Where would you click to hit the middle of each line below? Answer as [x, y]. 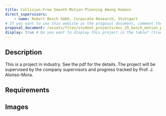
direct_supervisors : [26, 14]
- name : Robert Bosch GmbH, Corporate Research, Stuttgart [76, 19]
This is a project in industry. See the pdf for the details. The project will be [80, 64]
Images [17, 107]
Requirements [27, 90]
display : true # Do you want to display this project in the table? [77, 32]
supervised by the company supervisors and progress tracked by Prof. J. [80, 69]
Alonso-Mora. [19, 75]
